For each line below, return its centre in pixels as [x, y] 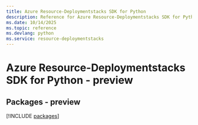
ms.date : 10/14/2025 [32, 22]
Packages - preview [43, 102]
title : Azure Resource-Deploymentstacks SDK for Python [76, 11]
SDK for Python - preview [70, 80]
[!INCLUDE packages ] [33, 116]
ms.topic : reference [32, 28]
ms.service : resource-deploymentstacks [55, 39]
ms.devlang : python [30, 33]
